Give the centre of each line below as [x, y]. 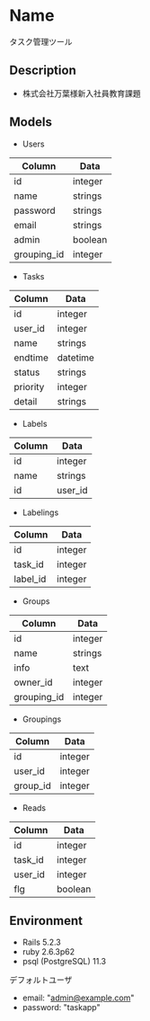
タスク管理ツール [41, 41]
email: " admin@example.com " [78, 998]
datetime [75, 358]
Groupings [42, 719]
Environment [46, 921]
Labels [35, 423]
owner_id [33, 682]
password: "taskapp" [61, 1008]
